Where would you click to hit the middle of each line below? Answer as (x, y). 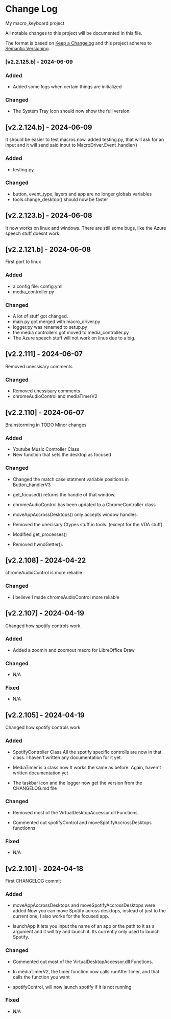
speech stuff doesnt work (32, 233)
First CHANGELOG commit (33, 881)
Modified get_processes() (40, 534)
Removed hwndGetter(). (38, 544)
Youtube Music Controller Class (46, 449)
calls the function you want (41, 977)
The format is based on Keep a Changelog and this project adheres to (79, 43)
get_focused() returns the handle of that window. (64, 494)
